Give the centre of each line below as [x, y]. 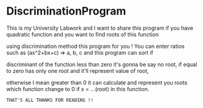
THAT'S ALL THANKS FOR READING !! [50, 100]
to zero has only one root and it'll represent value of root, [77, 70]
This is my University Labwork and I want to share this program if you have [100, 28]
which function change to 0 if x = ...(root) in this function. [78, 89]
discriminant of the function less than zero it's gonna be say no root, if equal [102, 64]
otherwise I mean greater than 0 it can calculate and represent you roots [97, 83]
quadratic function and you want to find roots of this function [83, 34]
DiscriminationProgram [66, 11]
